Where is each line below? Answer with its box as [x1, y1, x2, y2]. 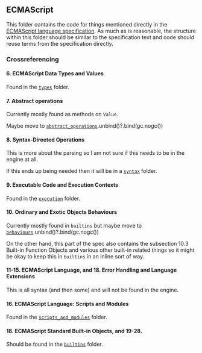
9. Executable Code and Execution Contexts [6, 181, 119, 189]
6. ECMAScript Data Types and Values [6, 70, 104, 77]
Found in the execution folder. [6, 195, 80, 202]
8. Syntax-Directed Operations [6, 136, 85, 143]
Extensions [6, 273, 35, 280]
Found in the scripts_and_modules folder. [6, 313, 107, 321]
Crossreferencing [6, 55, 59, 63]
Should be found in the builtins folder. [6, 340, 104, 348]
